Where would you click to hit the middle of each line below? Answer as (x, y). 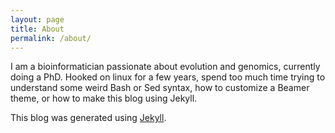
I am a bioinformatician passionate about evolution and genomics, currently (165, 67)
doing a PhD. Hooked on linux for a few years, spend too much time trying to (168, 77)
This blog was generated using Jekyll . (88, 118)
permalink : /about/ (51, 38)
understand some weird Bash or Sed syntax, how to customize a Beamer (160, 88)
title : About (37, 29)
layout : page (37, 19)
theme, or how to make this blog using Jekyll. (104, 98)
